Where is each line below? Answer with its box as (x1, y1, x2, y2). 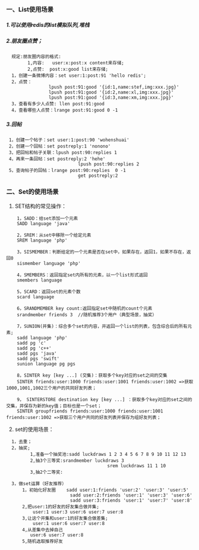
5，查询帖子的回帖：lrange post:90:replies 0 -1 (8, 168, 126, 174)
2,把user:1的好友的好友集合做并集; (21, 504, 100, 510)
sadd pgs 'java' (17, 350, 58, 357)
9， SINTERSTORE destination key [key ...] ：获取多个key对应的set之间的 (17, 396, 192, 402)
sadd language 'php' (17, 335, 68, 340)
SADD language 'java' (17, 220, 70, 227)
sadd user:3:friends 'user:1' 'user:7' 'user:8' (70, 497, 193, 504)
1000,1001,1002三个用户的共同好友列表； (6, 385, 97, 391)
